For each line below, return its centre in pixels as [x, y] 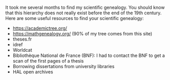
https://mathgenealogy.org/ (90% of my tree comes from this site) [82, 34]
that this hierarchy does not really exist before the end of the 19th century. [83, 13]
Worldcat [22, 50]
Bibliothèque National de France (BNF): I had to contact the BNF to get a [89, 55]
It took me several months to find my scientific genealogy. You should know [85, 7]
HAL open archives [33, 72]
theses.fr [22, 39]
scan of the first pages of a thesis [48, 61]
